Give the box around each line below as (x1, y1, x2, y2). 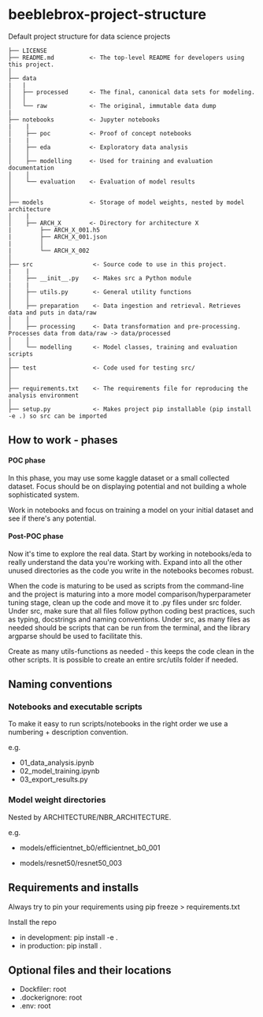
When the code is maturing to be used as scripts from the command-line (8, 581, 244, 590)
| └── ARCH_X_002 (8, 247, 90, 254)
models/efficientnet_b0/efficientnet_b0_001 (19, 843, 161, 852)
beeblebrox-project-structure (8, 6, 207, 24)
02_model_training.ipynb (19, 766, 100, 776)
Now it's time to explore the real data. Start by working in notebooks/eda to (8, 549, 252, 559)
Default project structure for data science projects (8, 32, 171, 41)
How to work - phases (8, 433, 118, 447)
